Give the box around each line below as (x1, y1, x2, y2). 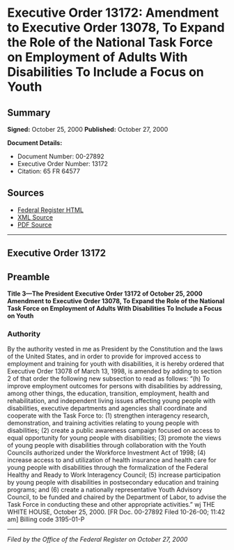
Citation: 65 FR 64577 (17, 167, 80, 175)
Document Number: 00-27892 (17, 152, 104, 160)
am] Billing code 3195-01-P (7, 515, 85, 524)
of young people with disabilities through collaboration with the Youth (7, 441, 207, 450)
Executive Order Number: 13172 (17, 160, 108, 168)
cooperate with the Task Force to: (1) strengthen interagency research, (7, 411, 210, 420)
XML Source (17, 213, 54, 221)
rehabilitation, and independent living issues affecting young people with (7, 397, 216, 405)
